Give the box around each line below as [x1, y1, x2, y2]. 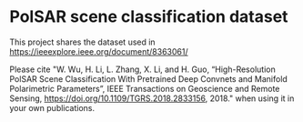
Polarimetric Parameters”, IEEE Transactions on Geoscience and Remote [9, 83, 280, 94]
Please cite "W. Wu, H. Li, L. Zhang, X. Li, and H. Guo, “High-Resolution [9, 64, 276, 75]
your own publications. [9, 102, 96, 113]
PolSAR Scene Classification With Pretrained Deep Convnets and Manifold [9, 73, 288, 84]
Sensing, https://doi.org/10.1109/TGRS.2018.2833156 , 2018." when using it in [9, 93, 295, 104]
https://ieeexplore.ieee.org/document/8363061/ [9, 46, 188, 56]
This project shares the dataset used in [9, 36, 157, 47]
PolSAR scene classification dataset [9, 6, 288, 27]
